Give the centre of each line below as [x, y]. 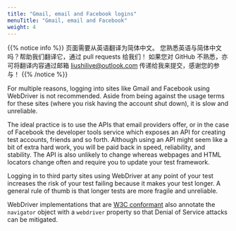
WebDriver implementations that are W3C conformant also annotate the [111, 205]
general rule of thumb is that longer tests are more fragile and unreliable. [113, 191]
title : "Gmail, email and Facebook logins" [72, 14]
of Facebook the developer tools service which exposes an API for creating [117, 132]
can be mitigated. [33, 220]
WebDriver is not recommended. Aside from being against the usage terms [116, 96]
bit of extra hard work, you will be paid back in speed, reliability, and [106, 147]
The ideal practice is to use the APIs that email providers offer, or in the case [118, 125]
